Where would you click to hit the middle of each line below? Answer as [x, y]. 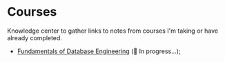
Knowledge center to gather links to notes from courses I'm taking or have [113, 31]
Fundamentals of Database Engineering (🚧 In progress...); [99, 51]
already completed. [35, 37]
